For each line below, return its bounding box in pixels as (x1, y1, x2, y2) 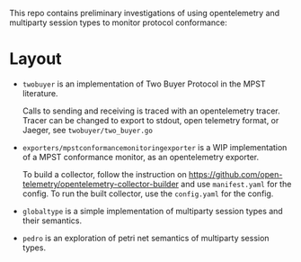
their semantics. (22, 215, 83, 226)
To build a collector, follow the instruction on (22, 168, 187, 179)
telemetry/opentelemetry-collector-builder (22, 178, 180, 189)
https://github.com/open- (188, 168, 283, 179)
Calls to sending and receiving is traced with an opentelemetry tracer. (22, 105, 280, 116)
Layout (9, 49, 62, 69)
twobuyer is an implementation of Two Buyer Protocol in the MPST (22, 78, 267, 89)
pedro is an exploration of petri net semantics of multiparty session (22, 232, 270, 243)
